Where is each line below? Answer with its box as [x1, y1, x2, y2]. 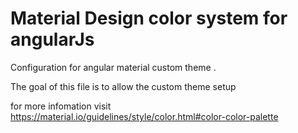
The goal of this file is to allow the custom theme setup [10, 80, 237, 92]
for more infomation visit [10, 100, 112, 112]
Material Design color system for [10, 7, 288, 30]
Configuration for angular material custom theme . [10, 61, 217, 73]
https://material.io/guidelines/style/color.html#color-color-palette [10, 110, 279, 122]
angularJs [10, 28, 95, 51]
